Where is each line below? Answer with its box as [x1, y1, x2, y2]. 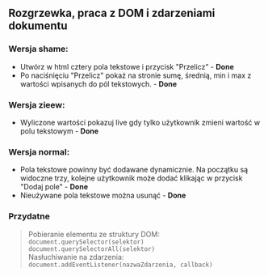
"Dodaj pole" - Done [19, 182, 89, 192]
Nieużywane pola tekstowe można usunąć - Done [19, 190, 186, 201]
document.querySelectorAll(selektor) [27, 244, 156, 253]
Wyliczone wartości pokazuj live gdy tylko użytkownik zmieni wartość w [19, 117, 261, 127]
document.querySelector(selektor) [27, 238, 144, 246]
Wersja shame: [8, 44, 69, 55]
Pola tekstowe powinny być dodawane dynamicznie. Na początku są [19, 165, 249, 175]
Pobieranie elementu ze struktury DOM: [27, 229, 160, 239]
